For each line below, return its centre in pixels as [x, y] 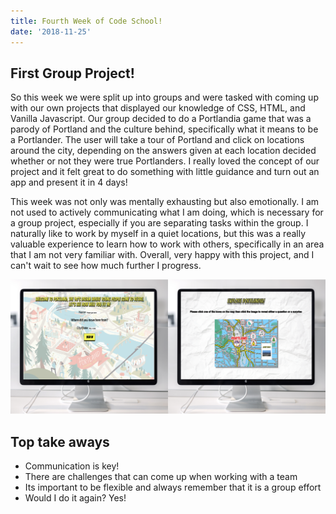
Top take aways [60, 441]
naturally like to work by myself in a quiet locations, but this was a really [158, 234]
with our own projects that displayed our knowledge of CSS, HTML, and [158, 108]
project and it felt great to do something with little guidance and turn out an [165, 172]
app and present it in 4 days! [69, 182]
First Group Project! [72, 73]
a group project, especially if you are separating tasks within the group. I [159, 223]
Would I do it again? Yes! [75, 498]
